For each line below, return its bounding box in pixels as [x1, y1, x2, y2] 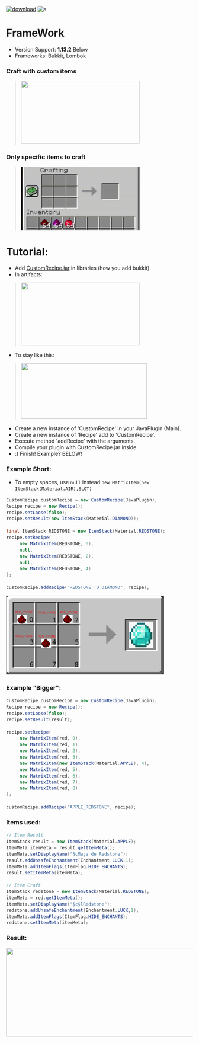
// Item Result [6, 833, 44, 839]
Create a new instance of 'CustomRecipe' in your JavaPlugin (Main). [14, 425, 182, 432]
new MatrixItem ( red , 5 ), [19, 766, 81, 773]
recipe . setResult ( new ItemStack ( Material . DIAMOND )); [6, 516, 139, 521]
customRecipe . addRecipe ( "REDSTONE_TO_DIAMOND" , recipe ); [6, 584, 150, 591]
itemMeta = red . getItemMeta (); [6, 895, 84, 901]
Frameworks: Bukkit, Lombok [14, 52, 86, 59]
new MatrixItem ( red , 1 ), [19, 741, 81, 748]
